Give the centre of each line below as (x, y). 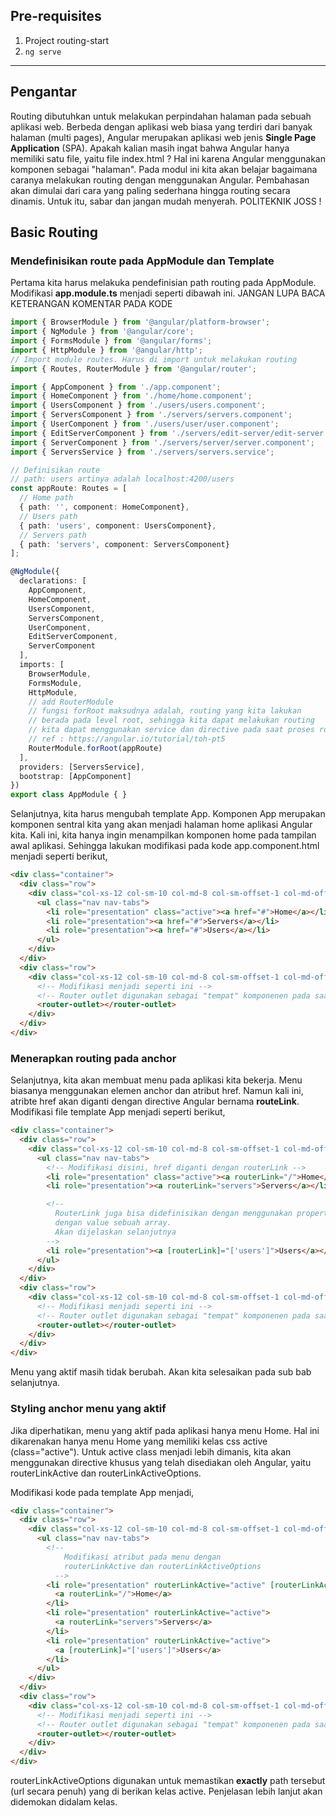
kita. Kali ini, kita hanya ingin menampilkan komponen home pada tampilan (163, 835)
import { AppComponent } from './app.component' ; (116, 387)
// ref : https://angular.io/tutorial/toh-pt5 (127, 739)
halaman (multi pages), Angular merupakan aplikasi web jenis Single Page (163, 137)
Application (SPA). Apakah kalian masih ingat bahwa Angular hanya (150, 148)
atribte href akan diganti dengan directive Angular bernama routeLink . (155, 1101)
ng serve (43, 52)
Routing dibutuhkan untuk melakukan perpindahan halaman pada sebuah (161, 116)
